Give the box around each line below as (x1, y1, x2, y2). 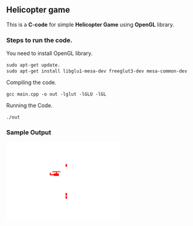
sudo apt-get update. (6, 62, 61, 68)
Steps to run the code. (6, 36, 73, 44)
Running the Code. (6, 102, 53, 109)
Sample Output (6, 128, 51, 137)
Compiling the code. (6, 79, 57, 86)
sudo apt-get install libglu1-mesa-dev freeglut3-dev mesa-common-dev (6, 68, 188, 74)
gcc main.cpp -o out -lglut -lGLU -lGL (6, 91, 107, 97)
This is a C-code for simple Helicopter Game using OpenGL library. (6, 21, 175, 28)
